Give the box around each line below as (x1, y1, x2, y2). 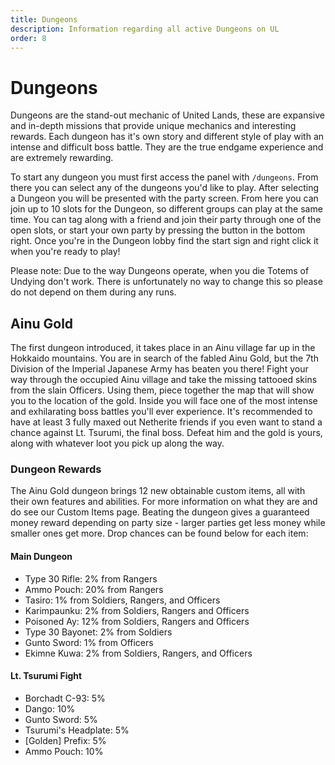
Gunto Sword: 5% (24, 713, 98, 725)
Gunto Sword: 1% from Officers (24, 636, 154, 648)
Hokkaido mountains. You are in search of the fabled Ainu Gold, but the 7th (10, 352, 319, 365)
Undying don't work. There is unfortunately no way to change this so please (10, 276, 323, 288)
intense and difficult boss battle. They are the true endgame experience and (10, 141, 324, 153)
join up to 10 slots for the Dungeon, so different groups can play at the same (10, 203, 323, 215)
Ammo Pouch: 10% (24, 745, 104, 757)
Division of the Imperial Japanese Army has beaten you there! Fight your (10, 363, 309, 375)
